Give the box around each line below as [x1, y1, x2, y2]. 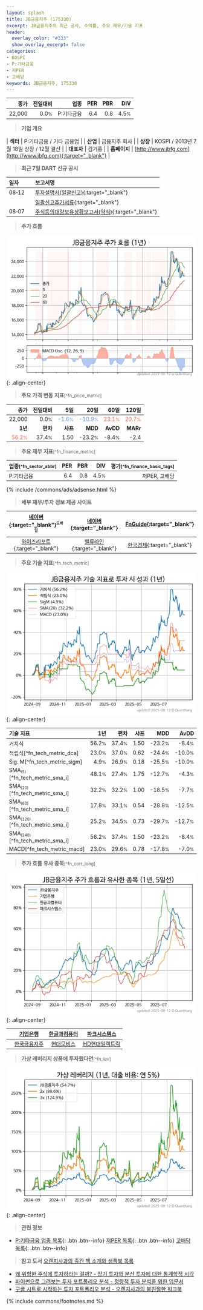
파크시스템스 [86, 1030, 117, 1038]
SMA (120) [8, 814, 31, 822]
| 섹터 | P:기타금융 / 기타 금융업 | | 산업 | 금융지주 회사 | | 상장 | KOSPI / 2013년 [6, 137, 192, 145]
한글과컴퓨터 [48, 1030, 79, 1038]
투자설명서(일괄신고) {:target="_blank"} [35, 189, 128, 196]
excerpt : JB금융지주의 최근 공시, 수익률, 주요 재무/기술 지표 [6, 22, 143, 29]
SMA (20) [8, 782, 29, 791]
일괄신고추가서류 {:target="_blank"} [35, 198, 119, 206]
